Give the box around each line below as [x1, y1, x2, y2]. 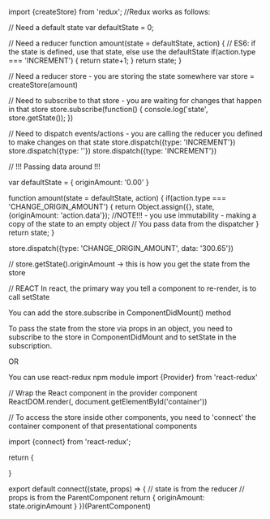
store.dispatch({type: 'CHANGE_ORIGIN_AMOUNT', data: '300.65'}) [8, 244, 234, 253]
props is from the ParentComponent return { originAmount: [8, 493, 205, 502]
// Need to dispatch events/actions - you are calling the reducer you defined [8, 129, 263, 138]
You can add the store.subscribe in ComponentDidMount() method [8, 308, 232, 318]
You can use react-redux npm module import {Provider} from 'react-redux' [8, 373, 258, 382]
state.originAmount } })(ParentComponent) [8, 501, 152, 511]
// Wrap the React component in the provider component [8, 388, 198, 397]
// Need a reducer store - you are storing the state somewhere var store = [8, 71, 255, 80]
